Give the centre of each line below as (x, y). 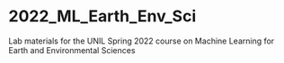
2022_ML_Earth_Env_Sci (102, 16)
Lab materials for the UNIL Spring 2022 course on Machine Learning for (142, 41)
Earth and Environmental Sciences (72, 50)
